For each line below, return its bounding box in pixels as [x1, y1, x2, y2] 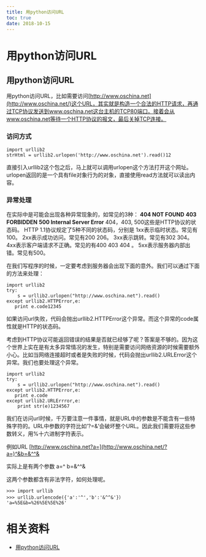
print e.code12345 [14, 303, 62, 310]
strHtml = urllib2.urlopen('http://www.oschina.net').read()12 [6, 152, 172, 158]
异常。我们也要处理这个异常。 [6, 358, 82, 366]
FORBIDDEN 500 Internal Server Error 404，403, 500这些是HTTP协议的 [6, 218, 191, 226]
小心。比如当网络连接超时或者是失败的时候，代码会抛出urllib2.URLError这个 [6, 351, 197, 358]
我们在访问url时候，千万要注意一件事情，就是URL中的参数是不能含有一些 [6, 415, 190, 422]
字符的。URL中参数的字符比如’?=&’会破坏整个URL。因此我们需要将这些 [11, 422, 191, 429]
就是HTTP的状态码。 [11, 323, 64, 330]
